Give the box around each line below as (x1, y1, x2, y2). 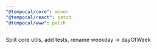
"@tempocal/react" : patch (5, 14, 71, 20)
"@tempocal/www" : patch (5, 20, 66, 26)
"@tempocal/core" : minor (5, 8, 69, 15)
